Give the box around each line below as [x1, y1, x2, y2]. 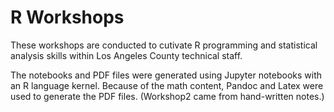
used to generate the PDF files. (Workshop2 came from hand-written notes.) [10, 90, 325, 102]
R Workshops [10, 6, 125, 29]
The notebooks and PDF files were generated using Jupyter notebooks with [10, 69, 322, 81]
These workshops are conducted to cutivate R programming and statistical [10, 39, 318, 51]
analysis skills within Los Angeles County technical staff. [10, 49, 243, 61]
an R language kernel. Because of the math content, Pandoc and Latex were [10, 79, 324, 91]
